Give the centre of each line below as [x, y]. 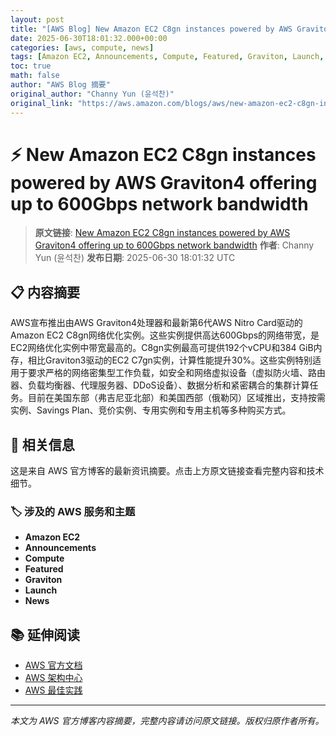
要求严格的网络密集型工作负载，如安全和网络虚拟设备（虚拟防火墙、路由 [176, 373]
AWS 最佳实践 [53, 690]
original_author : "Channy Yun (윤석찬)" [92, 94]
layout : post [37, 19]
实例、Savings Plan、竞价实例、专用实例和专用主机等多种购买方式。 [151, 410]
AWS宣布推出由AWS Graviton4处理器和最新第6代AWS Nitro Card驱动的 [156, 323]
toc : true [31, 66]
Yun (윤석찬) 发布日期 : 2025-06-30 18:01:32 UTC [135, 258]
